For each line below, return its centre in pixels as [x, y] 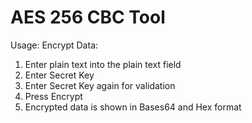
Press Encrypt [53, 96]
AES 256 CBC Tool [88, 17]
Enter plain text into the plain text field [103, 64]
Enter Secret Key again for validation [100, 85]
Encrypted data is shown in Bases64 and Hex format [133, 107]
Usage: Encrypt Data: [54, 45]
